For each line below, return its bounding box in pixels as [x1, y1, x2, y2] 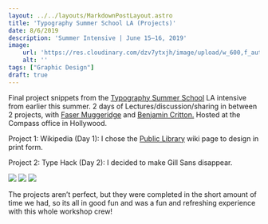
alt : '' [22, 57, 48, 65]
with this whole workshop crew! [8, 206, 113, 216]
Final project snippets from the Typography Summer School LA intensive [8, 92, 247, 102]
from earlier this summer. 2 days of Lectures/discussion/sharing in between [8, 101, 258, 111]
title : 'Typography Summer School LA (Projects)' [8, 19, 177, 27]
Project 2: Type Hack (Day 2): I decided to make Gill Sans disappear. [8, 157, 233, 167]
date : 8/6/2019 [8, 26, 59, 34]
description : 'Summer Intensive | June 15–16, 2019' [8, 33, 187, 42]
